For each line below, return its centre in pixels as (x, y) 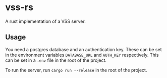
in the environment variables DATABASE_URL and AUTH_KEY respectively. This (82, 55)
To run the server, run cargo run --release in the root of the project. (76, 70)
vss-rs (19, 7)
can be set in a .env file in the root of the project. (56, 60)
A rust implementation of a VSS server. (45, 21)
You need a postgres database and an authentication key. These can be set (84, 49)
